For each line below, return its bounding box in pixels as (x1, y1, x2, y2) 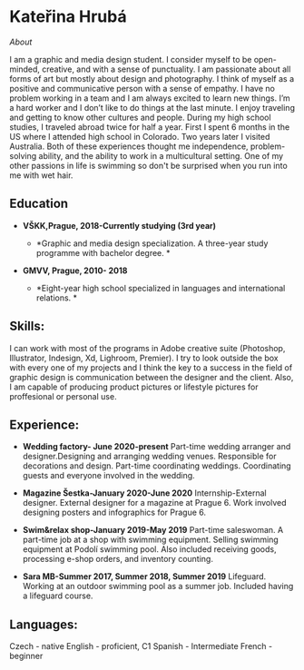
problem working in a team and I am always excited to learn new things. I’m (9, 93, 290, 103)
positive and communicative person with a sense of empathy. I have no (9, 83, 275, 94)
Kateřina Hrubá (9, 6, 127, 27)
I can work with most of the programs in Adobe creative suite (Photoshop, (9, 342, 286, 353)
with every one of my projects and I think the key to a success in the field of (9, 361, 293, 373)
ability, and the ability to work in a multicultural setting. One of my (38, 150, 284, 161)
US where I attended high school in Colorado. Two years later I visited (9, 131, 270, 142)
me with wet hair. (9, 170, 74, 181)
